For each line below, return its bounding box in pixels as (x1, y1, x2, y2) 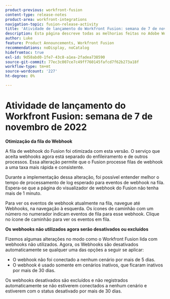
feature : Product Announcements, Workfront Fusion (5, 41, 114, 46)
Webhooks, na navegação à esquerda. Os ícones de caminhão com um (5, 205, 154, 211)
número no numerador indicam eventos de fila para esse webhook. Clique (5, 211, 159, 217)
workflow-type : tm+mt (5, 64, 51, 69)
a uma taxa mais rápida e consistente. (5, 164, 84, 170)
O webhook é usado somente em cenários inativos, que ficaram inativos (12, 262, 163, 268)
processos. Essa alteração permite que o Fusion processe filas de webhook (5, 158, 163, 165)
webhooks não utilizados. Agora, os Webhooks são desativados (5, 241, 139, 247)
